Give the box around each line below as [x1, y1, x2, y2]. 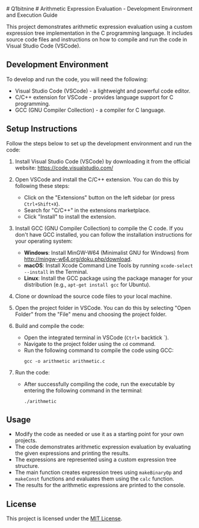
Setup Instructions [6, 124, 78, 134]
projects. [14, 437, 37, 444]
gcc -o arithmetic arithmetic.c [23, 358, 105, 364]
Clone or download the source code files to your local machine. [14, 293, 173, 300]
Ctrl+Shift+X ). [23, 200, 60, 207]
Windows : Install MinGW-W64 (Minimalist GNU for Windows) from [23, 249, 189, 256]
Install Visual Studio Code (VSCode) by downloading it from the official [14, 157, 191, 165]
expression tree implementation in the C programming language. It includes [6, 29, 193, 37]
